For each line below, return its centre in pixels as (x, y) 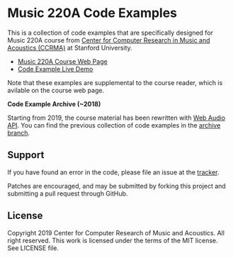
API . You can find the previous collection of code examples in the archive (114, 125)
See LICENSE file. (33, 248)
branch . (19, 133)
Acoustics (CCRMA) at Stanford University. (70, 47)
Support (26, 155)
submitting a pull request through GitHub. (68, 193)
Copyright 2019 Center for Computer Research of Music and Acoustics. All (116, 232)
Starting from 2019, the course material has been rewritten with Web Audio (116, 118)
